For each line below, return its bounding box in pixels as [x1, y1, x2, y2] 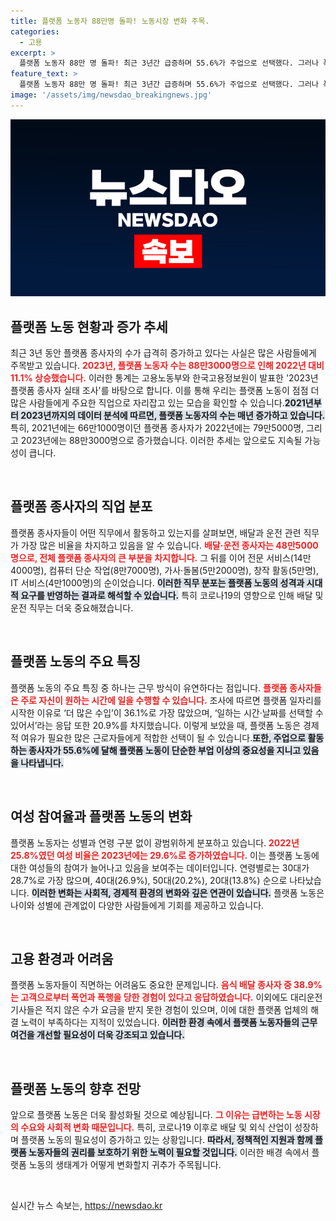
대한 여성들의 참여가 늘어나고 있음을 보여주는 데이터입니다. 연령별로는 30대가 [10, 861, 310, 874]
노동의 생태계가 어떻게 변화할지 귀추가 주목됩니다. [28, 1159, 222, 1171]
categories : [10, 26, 60, 37]
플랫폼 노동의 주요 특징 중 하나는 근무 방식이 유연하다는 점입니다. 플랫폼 [10, 681, 288, 694]
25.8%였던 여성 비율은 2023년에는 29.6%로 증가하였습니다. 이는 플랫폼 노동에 [10, 849, 320, 861]
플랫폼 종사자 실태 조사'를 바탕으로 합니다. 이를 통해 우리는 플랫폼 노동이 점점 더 [10, 385, 320, 397]
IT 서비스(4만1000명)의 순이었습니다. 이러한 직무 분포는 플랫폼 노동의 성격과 [10, 576, 305, 589]
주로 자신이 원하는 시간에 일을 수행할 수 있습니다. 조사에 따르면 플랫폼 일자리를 [20, 694, 322, 706]
